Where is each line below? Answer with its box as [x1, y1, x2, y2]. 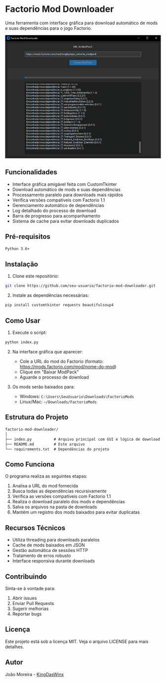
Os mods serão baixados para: [12, 384, 75, 390]
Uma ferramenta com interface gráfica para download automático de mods [5, 20, 158, 26]
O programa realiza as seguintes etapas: [5, 473, 87, 479]
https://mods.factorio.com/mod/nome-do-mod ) [19, 363, 117, 369]
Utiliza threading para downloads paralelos [12, 537, 100, 543]
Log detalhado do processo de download [12, 207, 96, 213]
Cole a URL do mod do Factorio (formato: [19, 358, 104, 364]
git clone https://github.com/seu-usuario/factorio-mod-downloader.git [5, 283, 156, 288]
